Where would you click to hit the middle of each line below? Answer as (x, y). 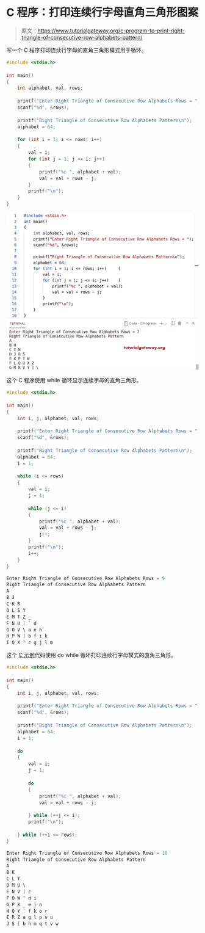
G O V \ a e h (24, 630)
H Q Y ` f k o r (27, 911)
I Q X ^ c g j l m (30, 643)
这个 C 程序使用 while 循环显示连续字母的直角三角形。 (74, 380)
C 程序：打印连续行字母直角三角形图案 (103, 13)
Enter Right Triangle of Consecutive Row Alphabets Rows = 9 (86, 578)
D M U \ (16, 885)
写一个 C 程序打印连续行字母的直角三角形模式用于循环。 (77, 50)
